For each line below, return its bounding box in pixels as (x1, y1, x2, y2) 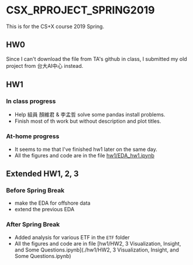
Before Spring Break (6, 187, 65, 195)
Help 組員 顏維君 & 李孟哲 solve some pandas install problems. (14, 111, 166, 118)
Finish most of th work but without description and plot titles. (14, 118, 161, 125)
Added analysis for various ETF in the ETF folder (14, 233, 130, 240)
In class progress (6, 97, 56, 105)
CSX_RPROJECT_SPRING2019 (6, 4, 155, 17)
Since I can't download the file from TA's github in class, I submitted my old (6, 55, 187, 62)
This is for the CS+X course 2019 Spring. (6, 23, 104, 30)
